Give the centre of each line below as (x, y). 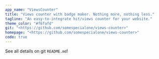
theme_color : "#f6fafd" (29, 23)
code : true (16, 37)
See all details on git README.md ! (37, 51)
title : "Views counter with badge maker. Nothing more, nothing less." (80, 14)
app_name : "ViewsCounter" (31, 10)
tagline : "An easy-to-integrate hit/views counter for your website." (79, 19)
